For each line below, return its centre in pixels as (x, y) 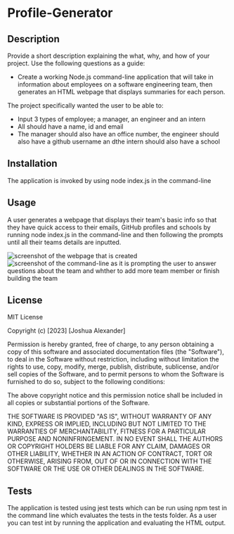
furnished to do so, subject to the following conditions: (86, 382)
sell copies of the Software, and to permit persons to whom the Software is (116, 374)
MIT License (25, 317)
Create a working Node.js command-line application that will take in (115, 77)
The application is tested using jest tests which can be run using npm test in (117, 508)
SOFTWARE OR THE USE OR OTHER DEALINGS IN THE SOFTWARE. (106, 469)
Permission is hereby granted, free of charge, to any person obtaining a (111, 344)
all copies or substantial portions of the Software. (78, 403)
